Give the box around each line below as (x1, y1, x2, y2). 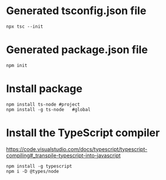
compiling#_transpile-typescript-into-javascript (6, 152, 121, 159)
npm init (6, 62, 28, 68)
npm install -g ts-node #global (6, 106, 91, 112)
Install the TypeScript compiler (6, 126, 160, 139)
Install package (6, 82, 82, 95)
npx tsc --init (6, 24, 44, 29)
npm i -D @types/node (6, 168, 59, 174)
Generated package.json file (6, 43, 148, 56)
